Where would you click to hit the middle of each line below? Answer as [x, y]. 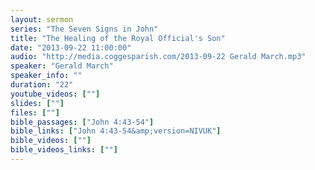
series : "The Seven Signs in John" [84, 29]
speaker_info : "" [46, 76]
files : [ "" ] [35, 112]
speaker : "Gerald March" [62, 66]
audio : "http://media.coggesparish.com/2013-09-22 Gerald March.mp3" [158, 57]
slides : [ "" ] [37, 103]
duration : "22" [42, 85]
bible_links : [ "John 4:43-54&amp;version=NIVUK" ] [116, 131]
